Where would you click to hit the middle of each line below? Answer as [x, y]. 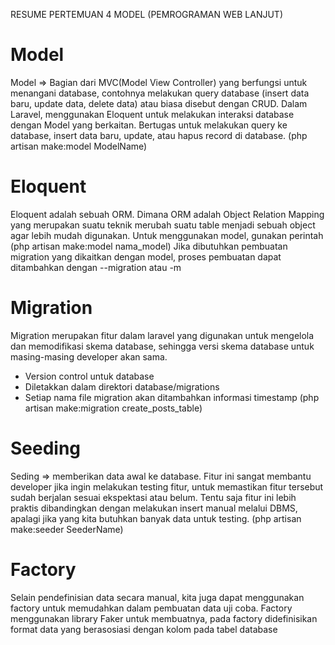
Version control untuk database [89, 376]
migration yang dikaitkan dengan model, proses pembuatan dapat [146, 256]
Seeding [46, 448]
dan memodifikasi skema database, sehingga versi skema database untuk [162, 346]
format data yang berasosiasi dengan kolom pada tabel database [144, 629]
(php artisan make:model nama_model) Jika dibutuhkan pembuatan [149, 246]
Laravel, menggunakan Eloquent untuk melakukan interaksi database [152, 114]
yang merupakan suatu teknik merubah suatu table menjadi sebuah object [163, 225]
